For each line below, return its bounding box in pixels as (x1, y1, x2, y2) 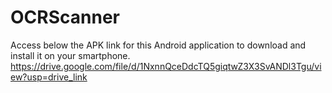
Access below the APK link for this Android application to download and (10, 39, 307, 51)
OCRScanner (10, 6, 120, 29)
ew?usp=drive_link (10, 71, 88, 83)
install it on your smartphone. (10, 49, 131, 61)
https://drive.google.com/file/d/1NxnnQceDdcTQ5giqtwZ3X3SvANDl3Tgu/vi (10, 60, 322, 72)
